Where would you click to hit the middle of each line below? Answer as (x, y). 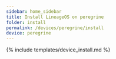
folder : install (26, 22)
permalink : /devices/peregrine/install (55, 28)
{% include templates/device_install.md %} (58, 50)
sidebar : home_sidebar (34, 11)
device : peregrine (29, 33)
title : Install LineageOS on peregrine (55, 17)
